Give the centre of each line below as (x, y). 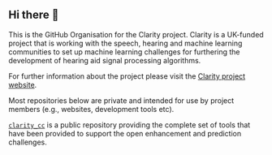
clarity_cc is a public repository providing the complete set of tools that (130, 125)
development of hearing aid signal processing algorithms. (105, 60)
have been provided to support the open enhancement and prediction (125, 133)
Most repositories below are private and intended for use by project (121, 100)
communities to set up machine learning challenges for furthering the (124, 52)
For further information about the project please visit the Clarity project (127, 76)
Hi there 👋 (34, 15)
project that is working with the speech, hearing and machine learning (125, 43)
